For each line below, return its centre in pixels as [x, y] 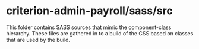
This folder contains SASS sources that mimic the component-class [89, 27]
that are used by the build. [38, 40]
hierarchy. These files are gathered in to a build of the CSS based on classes [100, 33]
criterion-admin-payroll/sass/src [90, 11]
